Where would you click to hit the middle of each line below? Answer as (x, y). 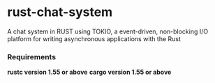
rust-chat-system (60, 12)
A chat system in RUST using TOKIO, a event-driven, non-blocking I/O (107, 31)
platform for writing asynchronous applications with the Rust (94, 38)
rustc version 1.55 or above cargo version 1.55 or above (89, 72)
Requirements (32, 56)
